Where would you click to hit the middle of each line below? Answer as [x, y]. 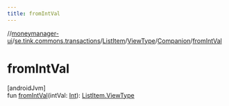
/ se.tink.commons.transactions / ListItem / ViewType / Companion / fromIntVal [117, 41]
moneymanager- [35, 33]
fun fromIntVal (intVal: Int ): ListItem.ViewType [71, 95]
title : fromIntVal [34, 14]
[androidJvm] [27, 88]
